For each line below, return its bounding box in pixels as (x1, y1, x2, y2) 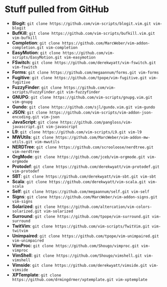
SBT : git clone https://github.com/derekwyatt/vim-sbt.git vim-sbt (12, 173, 156, 179)
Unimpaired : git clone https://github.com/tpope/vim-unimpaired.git (12, 233, 159, 239)
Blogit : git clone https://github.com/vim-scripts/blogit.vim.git (12, 20, 151, 26)
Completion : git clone (12, 39, 60, 46)
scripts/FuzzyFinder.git (12, 89, 64, 94)
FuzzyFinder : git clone (12, 84, 62, 90)
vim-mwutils (34, 139, 60, 144)
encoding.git (12, 114, 40, 120)
